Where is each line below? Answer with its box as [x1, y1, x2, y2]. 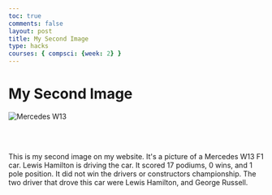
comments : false [8, 19, 63, 28]
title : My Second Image [8, 34, 89, 43]
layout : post [8, 27, 53, 35]
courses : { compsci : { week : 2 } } [8, 50, 122, 58]
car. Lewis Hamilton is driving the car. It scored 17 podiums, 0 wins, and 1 [8, 160, 253, 170]
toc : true [8, 11, 42, 20]
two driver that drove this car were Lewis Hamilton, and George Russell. [8, 177, 248, 187]
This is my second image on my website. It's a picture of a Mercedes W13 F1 [8, 151, 264, 161]
